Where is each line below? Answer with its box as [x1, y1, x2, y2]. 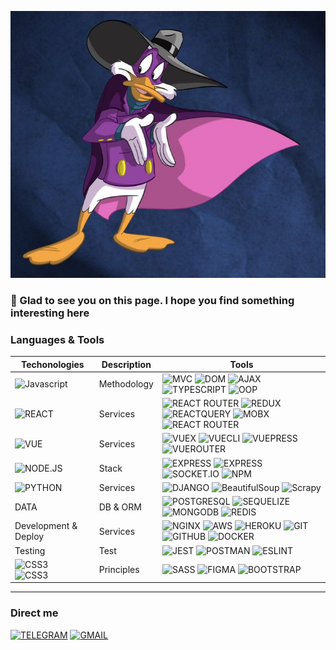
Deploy [14, 531, 45, 543]
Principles [98, 564, 140, 576]
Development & [14, 520, 78, 532]
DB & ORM [98, 501, 142, 513]
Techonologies [21, 358, 85, 370]
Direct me [10, 606, 59, 620]
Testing [14, 544, 46, 556]
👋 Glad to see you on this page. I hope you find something [10, 293, 295, 307]
